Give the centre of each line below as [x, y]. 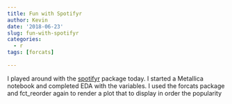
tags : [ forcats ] [31, 53]
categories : [24, 40]
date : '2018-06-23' [35, 26]
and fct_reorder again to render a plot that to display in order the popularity [115, 93]
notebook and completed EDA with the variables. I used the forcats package [116, 86]
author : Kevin [28, 20]
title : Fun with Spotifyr [44, 14]
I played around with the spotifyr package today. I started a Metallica [105, 78]
